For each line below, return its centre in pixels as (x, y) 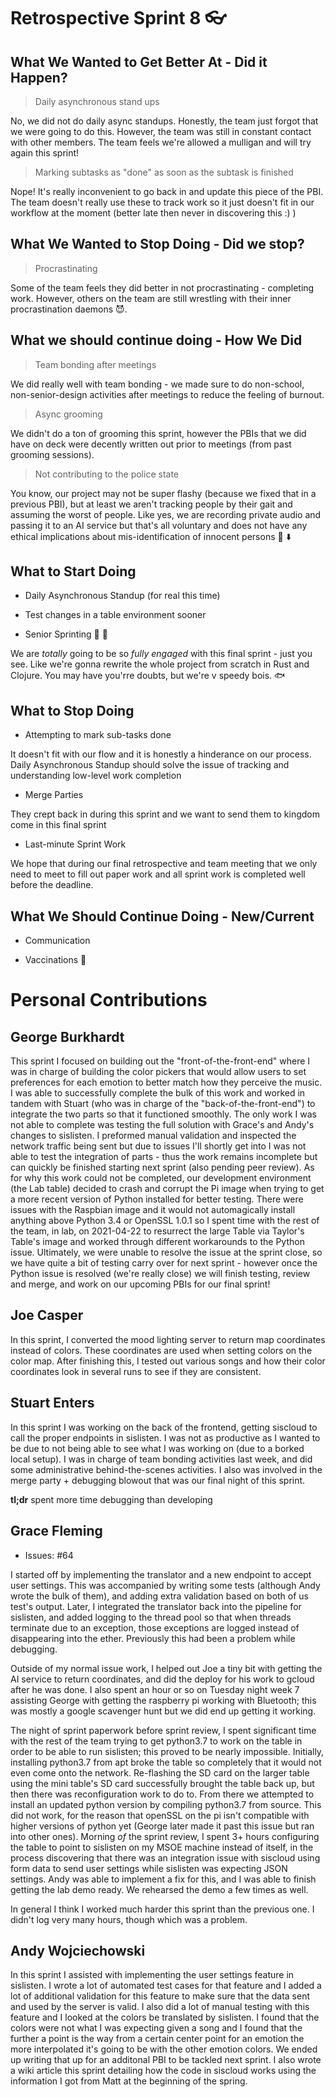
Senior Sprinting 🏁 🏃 (66, 634)
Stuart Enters (52, 1403)
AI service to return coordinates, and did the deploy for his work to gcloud (162, 1679)
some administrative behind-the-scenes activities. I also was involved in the (166, 1469)
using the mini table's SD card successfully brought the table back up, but (162, 1783)
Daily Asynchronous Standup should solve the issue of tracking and (150, 765)
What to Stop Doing (72, 710)
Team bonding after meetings (95, 364)
